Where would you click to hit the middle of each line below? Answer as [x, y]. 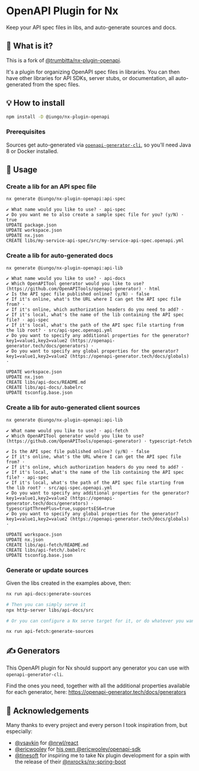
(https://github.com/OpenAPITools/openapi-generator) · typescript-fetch [99, 441]
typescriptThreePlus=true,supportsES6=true [61, 508]
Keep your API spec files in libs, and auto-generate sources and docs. [91, 27]
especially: [19, 731]
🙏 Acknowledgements [48, 711]
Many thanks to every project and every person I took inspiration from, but [97, 725]
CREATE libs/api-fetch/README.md [47, 545]
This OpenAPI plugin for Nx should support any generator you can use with [98, 668]
